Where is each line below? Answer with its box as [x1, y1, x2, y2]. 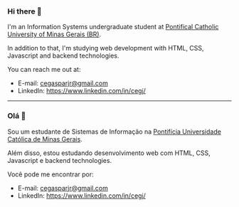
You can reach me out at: [7, 65, 81, 74]
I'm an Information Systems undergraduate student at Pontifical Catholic [7, 23, 219, 31]
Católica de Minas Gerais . [7, 134, 83, 143]
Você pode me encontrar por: [7, 170, 94, 179]
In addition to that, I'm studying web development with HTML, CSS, [7, 44, 204, 53]
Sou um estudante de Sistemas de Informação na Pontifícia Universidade [7, 127, 222, 136]
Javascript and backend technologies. [7, 51, 119, 60]
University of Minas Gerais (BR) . [7, 30, 102, 38]
